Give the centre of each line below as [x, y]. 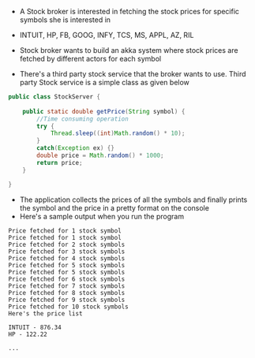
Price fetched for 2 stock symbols [67, 244]
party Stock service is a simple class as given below [104, 82]
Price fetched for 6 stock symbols [67, 279]
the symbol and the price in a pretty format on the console [114, 207]
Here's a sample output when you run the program [101, 216]
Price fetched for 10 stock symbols [68, 307]
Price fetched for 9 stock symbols [67, 300]
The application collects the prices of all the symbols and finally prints [133, 200]
